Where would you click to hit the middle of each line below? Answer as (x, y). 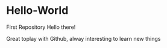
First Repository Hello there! (41, 27)
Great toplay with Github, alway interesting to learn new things (83, 38)
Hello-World (37, 10)
